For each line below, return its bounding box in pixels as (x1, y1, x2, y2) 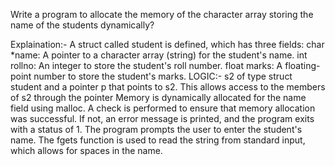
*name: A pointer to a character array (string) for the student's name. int (10, 49, 308, 61)
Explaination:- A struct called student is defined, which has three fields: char (10, 39, 325, 50)
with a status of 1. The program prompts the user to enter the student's (10, 124, 303, 135)
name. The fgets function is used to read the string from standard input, (10, 134, 306, 146)
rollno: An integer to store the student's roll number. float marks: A (10, 60, 283, 71)
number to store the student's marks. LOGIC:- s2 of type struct (33, 70, 293, 82)
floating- (284, 60, 321, 71)
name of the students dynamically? (10, 19, 155, 31)
